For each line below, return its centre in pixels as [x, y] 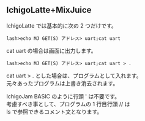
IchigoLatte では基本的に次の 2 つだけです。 [62, 25]
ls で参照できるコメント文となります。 [54, 111]
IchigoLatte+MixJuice [49, 10]
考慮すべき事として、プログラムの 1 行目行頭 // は [68, 104]
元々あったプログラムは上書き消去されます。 [62, 83]
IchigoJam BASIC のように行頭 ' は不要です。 [63, 96]
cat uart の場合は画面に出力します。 [51, 50]
